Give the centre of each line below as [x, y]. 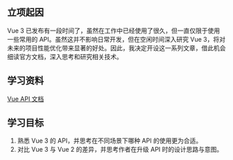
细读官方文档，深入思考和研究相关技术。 [65, 56]
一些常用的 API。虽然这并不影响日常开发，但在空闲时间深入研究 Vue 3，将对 [116, 39]
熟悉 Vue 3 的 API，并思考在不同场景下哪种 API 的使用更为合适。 [110, 141]
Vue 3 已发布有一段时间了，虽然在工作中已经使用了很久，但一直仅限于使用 [114, 31]
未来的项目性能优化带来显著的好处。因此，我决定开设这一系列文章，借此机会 [116, 48]
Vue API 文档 [26, 99]
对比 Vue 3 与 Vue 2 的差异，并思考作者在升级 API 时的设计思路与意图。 [120, 150]
